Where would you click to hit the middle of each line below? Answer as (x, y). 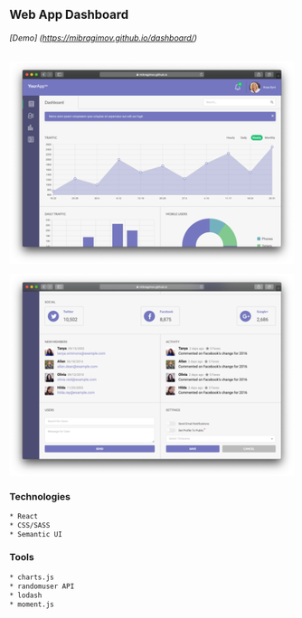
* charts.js (32, 577)
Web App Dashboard (69, 15)
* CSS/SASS (30, 526)
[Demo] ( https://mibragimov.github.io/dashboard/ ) (103, 37)
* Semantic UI (36, 535)
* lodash (26, 595)
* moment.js (32, 604)
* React (24, 517)
